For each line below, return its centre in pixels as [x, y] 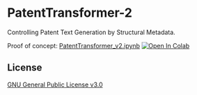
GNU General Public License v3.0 [55, 85]
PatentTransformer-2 [70, 13]
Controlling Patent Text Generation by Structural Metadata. [91, 32]
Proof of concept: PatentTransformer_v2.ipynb [74, 45]
